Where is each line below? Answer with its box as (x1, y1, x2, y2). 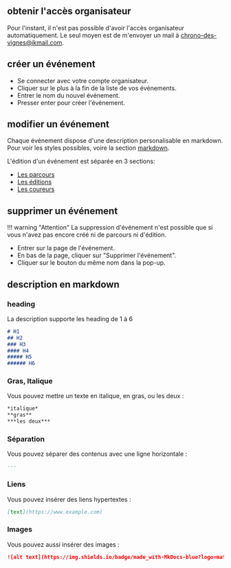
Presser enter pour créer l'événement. (16, 98, 126, 107)
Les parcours (16, 171, 55, 179)
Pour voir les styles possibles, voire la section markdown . (7, 144, 170, 152)
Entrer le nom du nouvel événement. (16, 91, 120, 99)
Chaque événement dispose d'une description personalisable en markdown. (7, 137, 223, 145)
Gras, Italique (7, 376, 53, 386)
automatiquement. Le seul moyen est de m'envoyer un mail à (7, 31, 179, 39)
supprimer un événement (7, 205, 118, 217)
